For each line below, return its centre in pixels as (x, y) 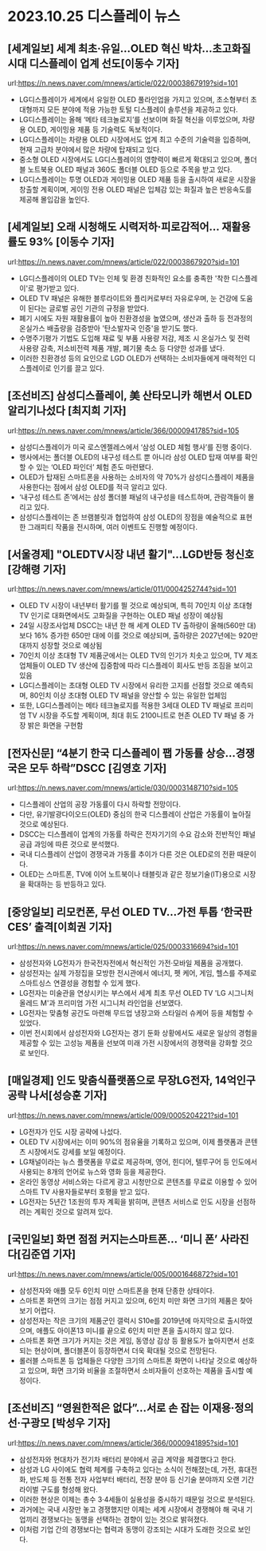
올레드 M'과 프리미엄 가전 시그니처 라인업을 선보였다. (101, 1003)
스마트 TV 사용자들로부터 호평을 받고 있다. (84, 1191)
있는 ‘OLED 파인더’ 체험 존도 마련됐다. (95, 467)
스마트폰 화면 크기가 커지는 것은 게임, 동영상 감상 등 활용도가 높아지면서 (129, 1340)
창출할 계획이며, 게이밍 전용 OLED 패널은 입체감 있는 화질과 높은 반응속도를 (135, 189)
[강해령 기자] (37, 569)
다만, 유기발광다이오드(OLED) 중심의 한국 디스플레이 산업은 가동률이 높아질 (135, 814)
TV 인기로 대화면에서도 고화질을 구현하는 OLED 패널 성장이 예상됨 (121, 615)
